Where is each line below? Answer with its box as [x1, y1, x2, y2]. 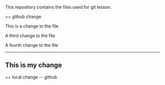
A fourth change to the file [5, 42, 58, 48]
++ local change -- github [5, 74, 57, 80]
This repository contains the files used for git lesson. [5, 4, 111, 10]
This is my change [5, 61, 62, 69]
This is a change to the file [5, 23, 59, 29]
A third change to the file [5, 33, 55, 38]
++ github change [5, 14, 42, 19]
